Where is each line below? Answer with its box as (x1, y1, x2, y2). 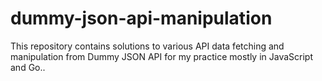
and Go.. (10, 61, 46, 73)
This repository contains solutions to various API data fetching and (10, 40, 285, 52)
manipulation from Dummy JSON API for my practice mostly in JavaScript (10, 50, 313, 62)
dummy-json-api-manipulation (10, 7, 273, 30)
